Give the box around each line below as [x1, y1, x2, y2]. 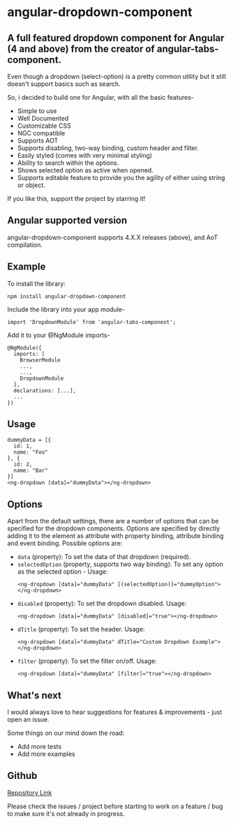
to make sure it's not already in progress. [7, 809, 125, 817]
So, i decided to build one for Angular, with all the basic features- [7, 94, 194, 101]
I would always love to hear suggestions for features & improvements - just [7, 708, 223, 716]
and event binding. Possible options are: [7, 539, 123, 548]
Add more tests [17, 743, 62, 751]
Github [7, 770, 38, 782]
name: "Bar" [13, 467, 49, 475]
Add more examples [17, 750, 75, 758]
